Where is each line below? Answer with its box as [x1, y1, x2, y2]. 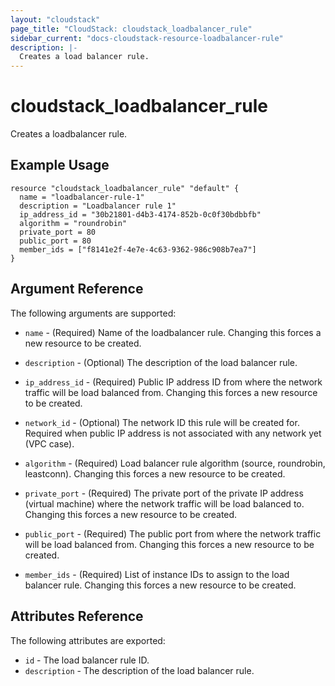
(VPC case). [24, 437, 75, 450]
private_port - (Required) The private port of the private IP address [24, 487, 304, 499]
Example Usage [10, 157, 110, 174]
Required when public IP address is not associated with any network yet [24, 427, 322, 439]
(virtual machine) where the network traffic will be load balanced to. [24, 497, 305, 510]
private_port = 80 [19, 227, 97, 237]
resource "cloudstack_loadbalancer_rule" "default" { [10, 183, 240, 193]
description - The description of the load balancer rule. [24, 664, 255, 676]
